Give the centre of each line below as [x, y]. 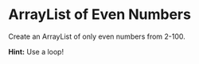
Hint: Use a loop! [36, 51]
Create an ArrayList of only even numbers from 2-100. [97, 36]
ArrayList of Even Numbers [99, 15]
